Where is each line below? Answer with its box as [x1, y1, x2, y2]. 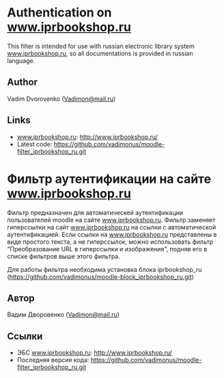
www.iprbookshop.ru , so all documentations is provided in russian [7, 49, 193, 58]
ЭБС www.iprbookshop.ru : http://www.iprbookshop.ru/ [16, 349, 173, 357]
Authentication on [7, 5, 112, 21]
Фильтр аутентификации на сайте [7, 171, 212, 186]
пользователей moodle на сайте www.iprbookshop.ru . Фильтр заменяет [7, 216, 216, 224]
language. [7, 56, 36, 64]
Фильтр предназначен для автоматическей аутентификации [7, 208, 183, 216]
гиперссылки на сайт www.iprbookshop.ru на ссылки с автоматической [7, 223, 216, 231]
